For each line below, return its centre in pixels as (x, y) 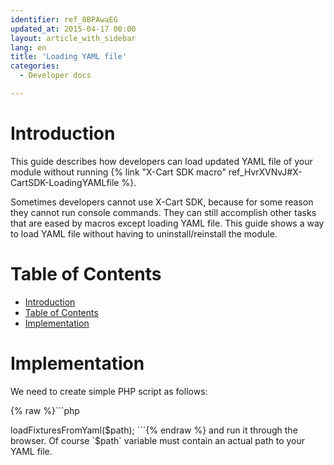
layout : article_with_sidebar (73, 38)
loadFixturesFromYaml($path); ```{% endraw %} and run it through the (154, 430)
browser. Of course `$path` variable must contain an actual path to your (158, 440)
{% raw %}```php (45, 410)
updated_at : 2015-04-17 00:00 (73, 29)
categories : (35, 66)
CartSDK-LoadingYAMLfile (65, 182)
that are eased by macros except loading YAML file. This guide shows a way (167, 223)
